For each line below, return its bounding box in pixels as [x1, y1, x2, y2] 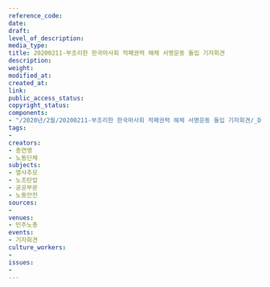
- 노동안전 [8, 191, 39, 199]
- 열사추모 [8, 169, 39, 177]
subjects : [8, 162, 42, 170]
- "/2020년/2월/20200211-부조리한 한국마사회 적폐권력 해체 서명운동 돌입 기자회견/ [8, 117, 255, 125]
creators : [8, 138, 42, 147]
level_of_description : [8, 34, 84, 43]
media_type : [8, 42, 48, 50]
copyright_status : [8, 101, 70, 109]
